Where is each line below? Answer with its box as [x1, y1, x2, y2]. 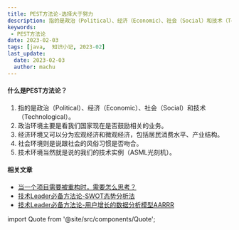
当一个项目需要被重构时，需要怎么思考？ [17, 183, 137, 192]
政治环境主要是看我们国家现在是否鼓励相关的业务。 [17, 121, 168, 130]
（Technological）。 [17, 112, 75, 121]
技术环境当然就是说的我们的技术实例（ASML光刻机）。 [17, 147, 176, 157]
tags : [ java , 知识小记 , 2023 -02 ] [7, 43, 105, 51]
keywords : [7, 23, 37, 31]
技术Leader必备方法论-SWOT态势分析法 [17, 192, 135, 200]
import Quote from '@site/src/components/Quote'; [7, 215, 156, 224]
